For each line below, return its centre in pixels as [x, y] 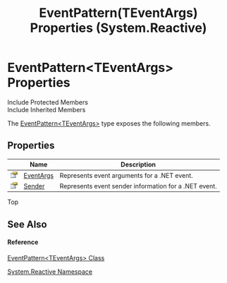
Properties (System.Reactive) [118, 28]
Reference [23, 242]
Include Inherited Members [47, 109]
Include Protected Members [48, 102]
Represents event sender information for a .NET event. [138, 186]
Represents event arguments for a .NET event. [126, 175]
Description [139, 164]
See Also [27, 224]
